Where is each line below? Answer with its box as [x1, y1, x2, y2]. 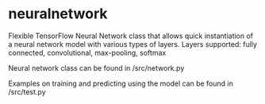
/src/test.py [8, 87, 46, 96]
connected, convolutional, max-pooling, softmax [8, 48, 167, 57]
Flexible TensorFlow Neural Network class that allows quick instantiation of [8, 31, 254, 40]
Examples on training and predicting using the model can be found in [8, 79, 234, 88]
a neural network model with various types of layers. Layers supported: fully [8, 39, 258, 48]
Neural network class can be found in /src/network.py [8, 63, 185, 72]
